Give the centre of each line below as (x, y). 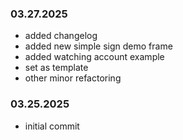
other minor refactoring (73, 78)
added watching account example (94, 57)
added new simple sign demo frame (98, 46)
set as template (56, 68)
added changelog (61, 36)
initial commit (52, 126)
